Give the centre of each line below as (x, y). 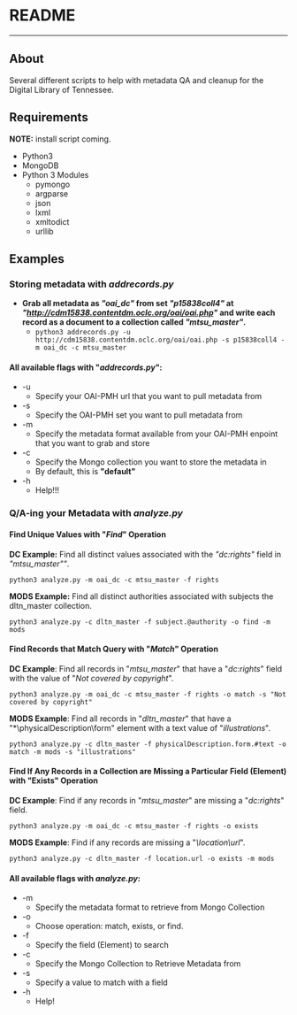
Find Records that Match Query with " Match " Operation (114, 649)
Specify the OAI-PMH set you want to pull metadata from (139, 415)
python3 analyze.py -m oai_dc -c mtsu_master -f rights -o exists (134, 826)
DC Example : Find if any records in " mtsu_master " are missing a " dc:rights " (147, 800)
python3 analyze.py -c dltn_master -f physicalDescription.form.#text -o (148, 744)
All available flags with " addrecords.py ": (86, 367)
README (42, 15)
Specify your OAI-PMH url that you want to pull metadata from (148, 396)
